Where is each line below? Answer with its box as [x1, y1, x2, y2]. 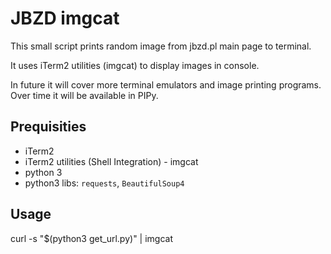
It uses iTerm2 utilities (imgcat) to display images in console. [10, 59, 260, 71]
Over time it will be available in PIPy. [10, 89, 159, 101]
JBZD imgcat [10, 7, 120, 30]
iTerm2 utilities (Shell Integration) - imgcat [24, 155, 199, 167]
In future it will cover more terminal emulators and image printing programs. [10, 78, 322, 91]
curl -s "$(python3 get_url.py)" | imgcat [10, 232, 173, 244]
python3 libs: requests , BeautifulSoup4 [24, 177, 185, 189]
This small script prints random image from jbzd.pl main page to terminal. [10, 40, 312, 52]
